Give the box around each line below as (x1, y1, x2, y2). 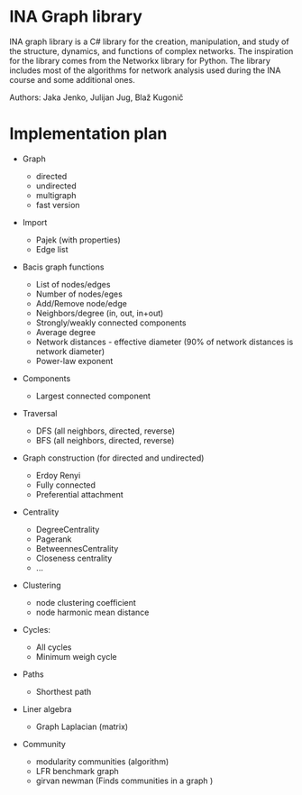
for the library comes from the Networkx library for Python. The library (9, 55, 270, 66)
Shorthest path (35, 686, 92, 697)
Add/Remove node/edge (35, 297, 128, 308)
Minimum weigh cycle (35, 651, 117, 662)
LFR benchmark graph (35, 765, 119, 776)
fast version (35, 199, 80, 210)
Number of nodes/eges (35, 288, 124, 299)
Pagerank (35, 534, 72, 544)
